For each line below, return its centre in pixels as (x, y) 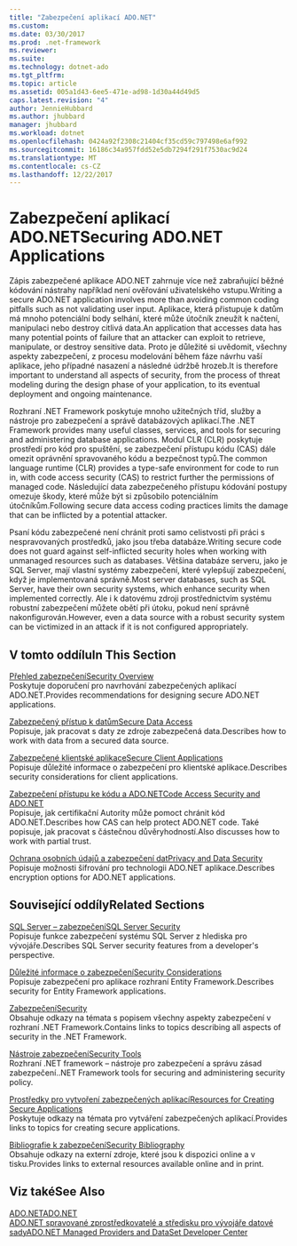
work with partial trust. (50, 841)
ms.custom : (29, 26)
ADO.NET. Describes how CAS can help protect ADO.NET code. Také (134, 822)
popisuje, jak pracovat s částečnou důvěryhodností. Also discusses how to (145, 831)
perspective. (32, 954)
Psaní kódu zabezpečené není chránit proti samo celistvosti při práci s (137, 532)
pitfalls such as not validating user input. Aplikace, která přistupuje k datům (146, 309)
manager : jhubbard (43, 125)
